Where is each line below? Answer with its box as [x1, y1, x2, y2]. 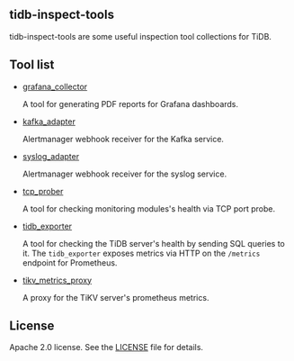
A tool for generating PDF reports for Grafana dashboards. [22, 98, 239, 109]
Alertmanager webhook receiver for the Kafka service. [22, 133, 225, 144]
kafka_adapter [22, 116, 76, 127]
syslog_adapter [22, 150, 79, 161]
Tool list [9, 58, 55, 73]
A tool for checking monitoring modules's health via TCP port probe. [22, 203, 276, 214]
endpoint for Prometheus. [22, 257, 118, 268]
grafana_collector [22, 81, 88, 92]
